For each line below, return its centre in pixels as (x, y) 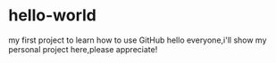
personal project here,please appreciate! (83, 49)
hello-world (53, 16)
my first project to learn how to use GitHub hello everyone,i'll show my (138, 40)
